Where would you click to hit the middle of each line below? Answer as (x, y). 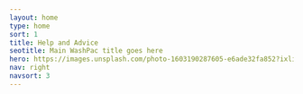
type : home (30, 26)
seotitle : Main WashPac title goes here (87, 51)
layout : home (34, 17)
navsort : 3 (30, 76)
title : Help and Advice (54, 43)
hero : (19, 59)
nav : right (30, 68)
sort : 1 (24, 34)
